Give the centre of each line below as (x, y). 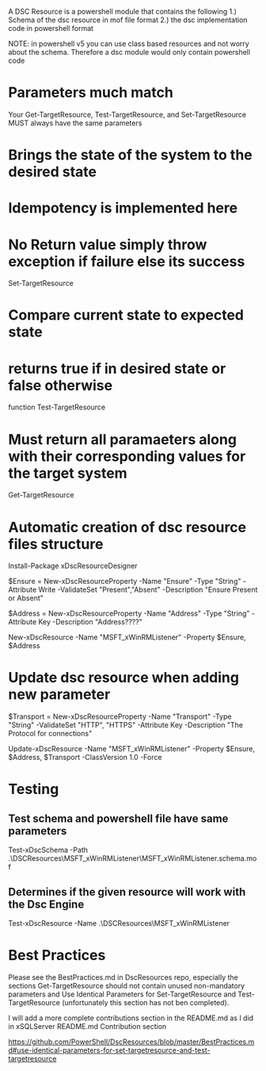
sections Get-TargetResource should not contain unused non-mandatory (127, 985)
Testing (34, 789)
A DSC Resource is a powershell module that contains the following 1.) (123, 12)
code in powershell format (51, 28)
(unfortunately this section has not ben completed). (146, 1002)
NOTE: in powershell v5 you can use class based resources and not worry (129, 44)
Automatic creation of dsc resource (127, 527)
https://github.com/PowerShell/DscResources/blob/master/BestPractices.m (131, 1042)
